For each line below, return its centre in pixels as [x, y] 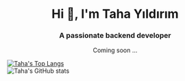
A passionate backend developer [115, 36]
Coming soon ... [115, 50]
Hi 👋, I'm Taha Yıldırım [115, 14]
